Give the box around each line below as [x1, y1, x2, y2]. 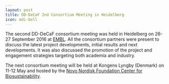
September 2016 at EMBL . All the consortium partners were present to [12, 36, 159, 42]
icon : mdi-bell [5, 17, 38, 22]
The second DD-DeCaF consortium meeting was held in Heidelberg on [5, 31, 154, 37]
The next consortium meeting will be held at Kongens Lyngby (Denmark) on [5, 62, 164, 69]
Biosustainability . [5, 73, 41, 79]
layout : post [5, 7, 33, 13]
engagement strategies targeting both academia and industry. [5, 52, 135, 59]
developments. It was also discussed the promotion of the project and [5, 47, 152, 53]
